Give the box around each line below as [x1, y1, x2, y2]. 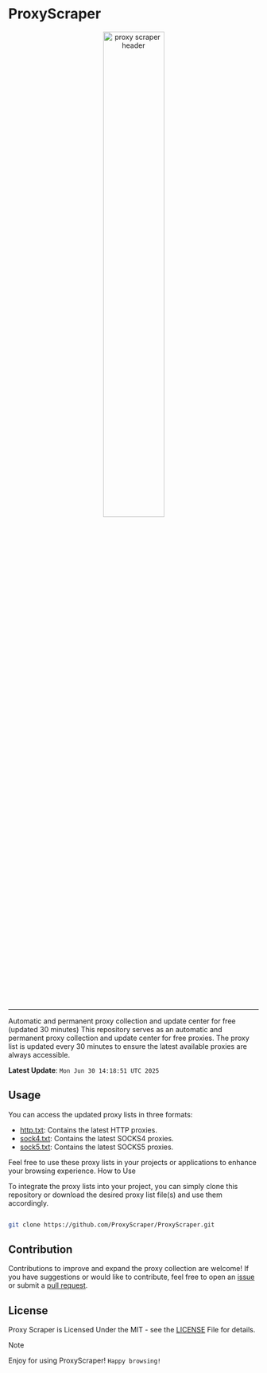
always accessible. [8, 1050, 70, 1059]
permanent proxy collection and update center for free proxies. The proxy [8, 1033, 250, 1042]
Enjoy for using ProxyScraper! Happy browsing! [8, 1355, 161, 1366]
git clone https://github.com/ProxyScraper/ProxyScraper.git [8, 1220, 215, 1229]
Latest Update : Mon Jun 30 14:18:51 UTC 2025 [8, 1065, 160, 1075]
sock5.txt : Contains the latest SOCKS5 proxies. [19, 1142, 174, 1152]
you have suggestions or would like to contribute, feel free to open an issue [8, 1272, 255, 1282]
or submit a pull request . [8, 1281, 88, 1290]
